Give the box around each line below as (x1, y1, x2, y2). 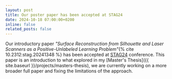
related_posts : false (5, 27, 52, 32)
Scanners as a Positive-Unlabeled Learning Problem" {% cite (5, 46, 135, 52)
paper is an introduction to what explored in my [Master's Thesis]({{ (5, 57, 149, 63)
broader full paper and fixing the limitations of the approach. (5, 68, 133, 74)
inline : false (5, 22, 36, 27)
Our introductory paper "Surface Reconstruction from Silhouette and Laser (5, 41, 164, 47)
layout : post (5, 7, 33, 13)
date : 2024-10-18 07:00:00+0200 (5, 17, 74, 22)
